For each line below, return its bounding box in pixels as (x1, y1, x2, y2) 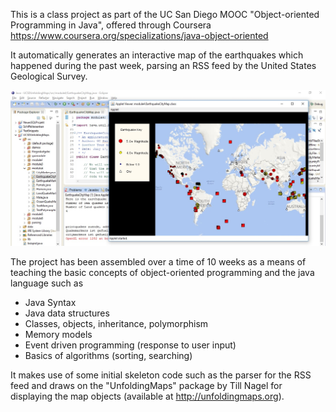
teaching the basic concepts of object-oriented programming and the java (10, 266, 315, 278)
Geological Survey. (10, 70, 88, 82)
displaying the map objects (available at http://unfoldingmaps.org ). (10, 390, 285, 402)
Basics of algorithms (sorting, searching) (24, 349, 193, 361)
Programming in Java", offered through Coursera (10, 19, 212, 31)
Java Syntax (24, 296, 77, 308)
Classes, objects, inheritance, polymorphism (24, 317, 209, 329)
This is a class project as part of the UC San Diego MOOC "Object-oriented (10, 9, 320, 20)
